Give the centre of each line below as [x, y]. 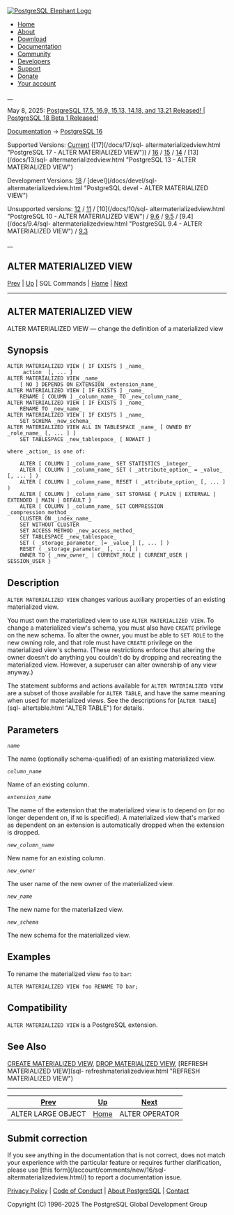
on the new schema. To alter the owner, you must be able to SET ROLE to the [116, 635]
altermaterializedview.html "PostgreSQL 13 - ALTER [123, 160]
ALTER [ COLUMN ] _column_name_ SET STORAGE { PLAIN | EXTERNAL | [118, 495]
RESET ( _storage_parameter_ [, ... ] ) [79, 549]
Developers [34, 61]
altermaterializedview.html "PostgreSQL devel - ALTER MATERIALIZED [108, 188]
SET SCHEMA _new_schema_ [56, 421]
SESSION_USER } [29, 562]
